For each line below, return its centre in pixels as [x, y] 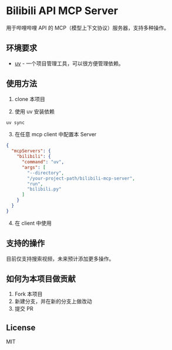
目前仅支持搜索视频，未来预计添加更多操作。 [60, 258]
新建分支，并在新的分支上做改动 [53, 301]
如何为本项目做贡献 [41, 279]
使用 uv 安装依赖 [34, 111]
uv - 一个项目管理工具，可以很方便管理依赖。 [69, 63]
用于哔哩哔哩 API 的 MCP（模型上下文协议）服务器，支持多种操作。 [87, 28]
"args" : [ [33, 167]
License [21, 327]
